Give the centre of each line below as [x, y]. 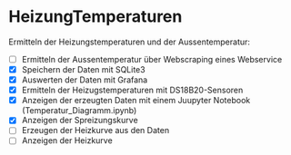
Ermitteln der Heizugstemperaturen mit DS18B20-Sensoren [132, 90]
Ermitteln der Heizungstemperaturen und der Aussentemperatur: [130, 42]
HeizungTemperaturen [95, 17]
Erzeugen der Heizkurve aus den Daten [95, 131]
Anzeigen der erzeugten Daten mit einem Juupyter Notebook [136, 101]
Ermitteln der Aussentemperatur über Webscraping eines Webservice [152, 59]
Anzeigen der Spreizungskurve [80, 121]
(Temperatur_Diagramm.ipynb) [79, 111]
